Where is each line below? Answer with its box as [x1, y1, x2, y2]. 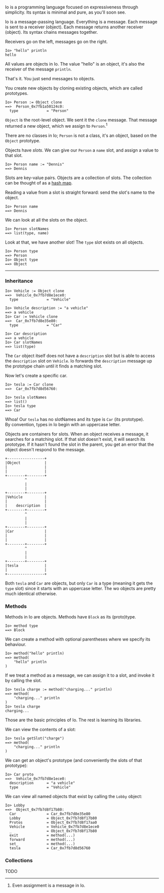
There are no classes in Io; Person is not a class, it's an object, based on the [5, 132, 157, 138]
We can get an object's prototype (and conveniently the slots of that [5, 757, 143, 763]
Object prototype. [5, 137, 41, 143]
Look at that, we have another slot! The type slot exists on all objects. [5, 239, 144, 245]
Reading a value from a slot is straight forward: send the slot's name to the [5, 189, 155, 195]
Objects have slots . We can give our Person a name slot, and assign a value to [5, 147, 159, 153]
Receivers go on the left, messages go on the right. [5, 39, 108, 45]
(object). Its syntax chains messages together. [5, 29, 98, 35]
